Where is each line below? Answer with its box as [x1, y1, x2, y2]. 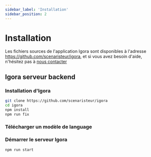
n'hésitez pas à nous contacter [5, 59, 67, 64]
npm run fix [5, 112, 29, 117]
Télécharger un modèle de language [5, 123, 93, 130]
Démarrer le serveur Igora [5, 136, 68, 143]
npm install [5, 107, 29, 112]
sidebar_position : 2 [5, 12, 47, 16]
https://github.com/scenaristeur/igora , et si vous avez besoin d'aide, [5, 54, 142, 60]
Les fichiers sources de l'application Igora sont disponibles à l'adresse [5, 48, 147, 54]
